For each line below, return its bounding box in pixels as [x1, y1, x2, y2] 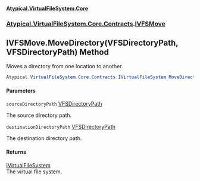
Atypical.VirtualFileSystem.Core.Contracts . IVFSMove [6, 20, 165, 28]
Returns [6, 148, 27, 155]
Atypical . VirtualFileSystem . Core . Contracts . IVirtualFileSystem [6, 74, 167, 80]
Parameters [6, 87, 36, 94]
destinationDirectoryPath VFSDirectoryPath [6, 123, 116, 131]
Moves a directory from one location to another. [6, 63, 123, 70]
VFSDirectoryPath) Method [6, 47, 109, 57]
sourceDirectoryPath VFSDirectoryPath [6, 100, 102, 107]
